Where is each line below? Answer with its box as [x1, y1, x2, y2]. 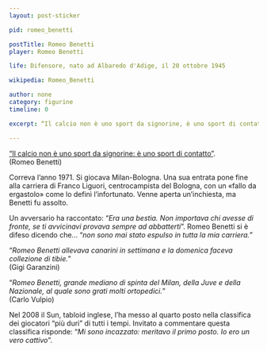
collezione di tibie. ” [9, 253, 71, 263]
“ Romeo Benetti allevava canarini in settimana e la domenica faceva [9, 245, 233, 255]
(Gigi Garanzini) [9, 262, 60, 272]
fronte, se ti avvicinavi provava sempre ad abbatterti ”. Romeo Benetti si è [9, 222, 249, 231]
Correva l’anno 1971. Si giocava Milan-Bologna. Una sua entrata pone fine [9, 172, 249, 182]
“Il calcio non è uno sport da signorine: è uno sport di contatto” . [9, 148, 216, 158]
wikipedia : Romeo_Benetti [9, 76, 94, 84]
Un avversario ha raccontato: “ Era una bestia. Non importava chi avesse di [9, 213, 254, 222]
